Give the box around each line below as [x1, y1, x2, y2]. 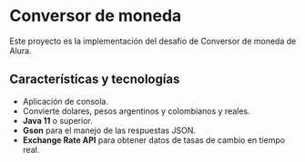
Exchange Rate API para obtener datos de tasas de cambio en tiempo [22, 134, 285, 146]
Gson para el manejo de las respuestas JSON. [22, 125, 197, 136]
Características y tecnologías [9, 72, 180, 87]
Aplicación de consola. [22, 96, 109, 106]
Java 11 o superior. [22, 115, 93, 126]
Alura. [9, 45, 32, 56]
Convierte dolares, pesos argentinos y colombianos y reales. [22, 106, 250, 116]
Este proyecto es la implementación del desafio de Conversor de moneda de [9, 35, 297, 46]
